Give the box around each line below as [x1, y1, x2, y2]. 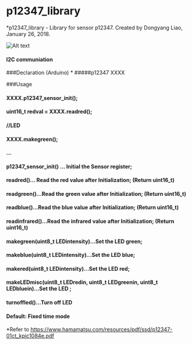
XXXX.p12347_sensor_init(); [6, 94, 78, 101]
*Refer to [6, 326, 29, 333]
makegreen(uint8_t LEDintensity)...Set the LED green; [6, 238, 143, 245]
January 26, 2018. [6, 30, 51, 37]
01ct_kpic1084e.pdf [6, 332, 54, 340]
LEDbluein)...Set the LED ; [6, 285, 72, 292]
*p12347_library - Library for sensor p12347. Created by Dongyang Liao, [6, 24, 183, 31]
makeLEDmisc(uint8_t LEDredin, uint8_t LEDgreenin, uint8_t [6, 279, 159, 286]
